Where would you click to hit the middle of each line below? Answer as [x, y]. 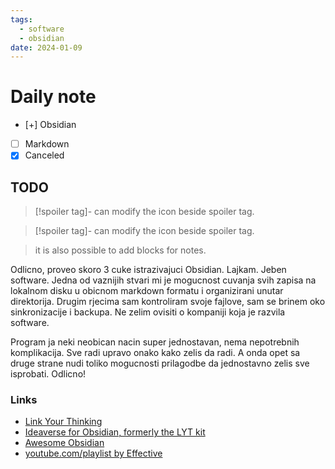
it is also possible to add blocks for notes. [120, 250]
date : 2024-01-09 [46, 47]
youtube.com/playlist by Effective [93, 453]
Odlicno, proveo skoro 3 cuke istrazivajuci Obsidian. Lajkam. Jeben [148, 270]
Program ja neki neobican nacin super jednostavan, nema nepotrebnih [155, 342]
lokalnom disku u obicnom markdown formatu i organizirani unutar [147, 291]
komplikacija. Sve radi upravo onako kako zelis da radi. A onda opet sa [155, 353]
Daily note [53, 97]
